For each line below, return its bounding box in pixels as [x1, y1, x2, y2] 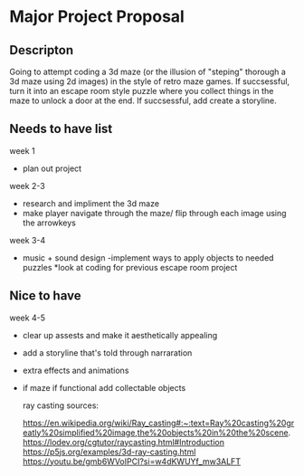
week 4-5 [9, 312, 45, 323]
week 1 [9, 145, 35, 156]
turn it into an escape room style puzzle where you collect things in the [9, 86, 274, 96]
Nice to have [9, 288, 81, 304]
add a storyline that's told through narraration [22, 347, 193, 358]
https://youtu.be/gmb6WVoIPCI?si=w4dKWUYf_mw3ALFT [22, 455, 242, 467]
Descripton [9, 43, 74, 58]
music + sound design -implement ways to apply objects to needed [22, 252, 274, 263]
